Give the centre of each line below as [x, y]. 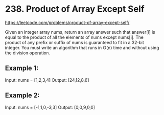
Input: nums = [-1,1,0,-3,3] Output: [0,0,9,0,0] [50, 107]
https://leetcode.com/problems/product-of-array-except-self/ [67, 23]
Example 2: [23, 96]
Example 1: [22, 68]
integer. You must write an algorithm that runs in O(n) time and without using [82, 47]
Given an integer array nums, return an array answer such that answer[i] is [80, 32]
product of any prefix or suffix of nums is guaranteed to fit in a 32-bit [75, 42]
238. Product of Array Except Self [75, 9]
